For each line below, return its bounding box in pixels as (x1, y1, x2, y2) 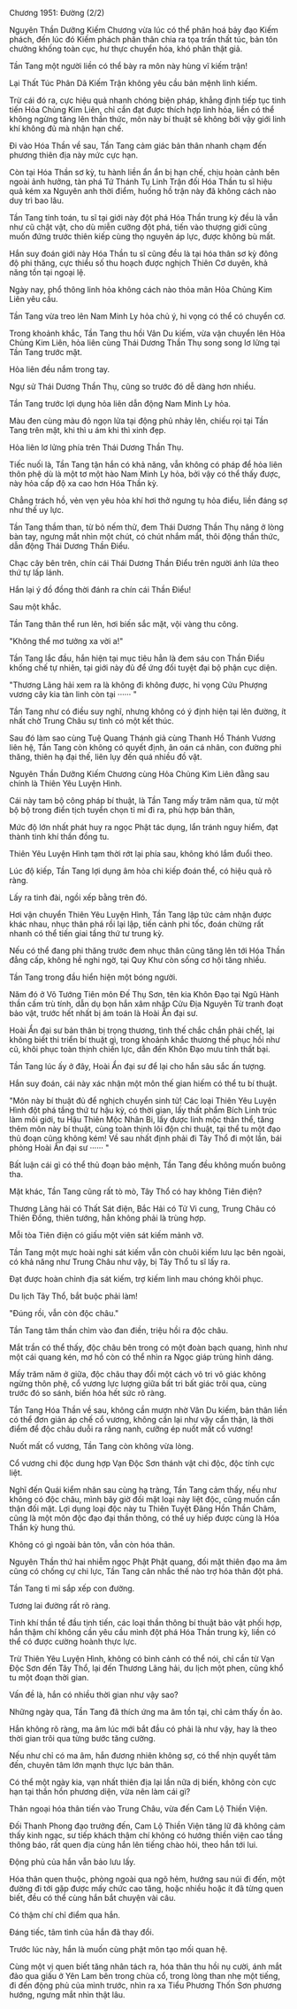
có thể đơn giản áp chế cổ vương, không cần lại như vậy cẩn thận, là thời (9, 1415, 274, 1424)
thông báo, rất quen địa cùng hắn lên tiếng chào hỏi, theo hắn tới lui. (9, 1840, 258, 1850)
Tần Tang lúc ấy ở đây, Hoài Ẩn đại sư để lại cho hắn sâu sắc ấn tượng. (9, 1061, 267, 1071)
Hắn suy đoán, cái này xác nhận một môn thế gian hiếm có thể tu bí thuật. (9, 1078, 278, 1089)
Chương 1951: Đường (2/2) (9, 8, 105, 18)
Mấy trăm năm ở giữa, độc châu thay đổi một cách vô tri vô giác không (9, 1369, 267, 1379)
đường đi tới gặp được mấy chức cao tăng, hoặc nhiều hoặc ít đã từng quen (9, 1883, 284, 1894)
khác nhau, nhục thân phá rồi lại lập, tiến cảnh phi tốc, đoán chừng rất (9, 919, 264, 929)
